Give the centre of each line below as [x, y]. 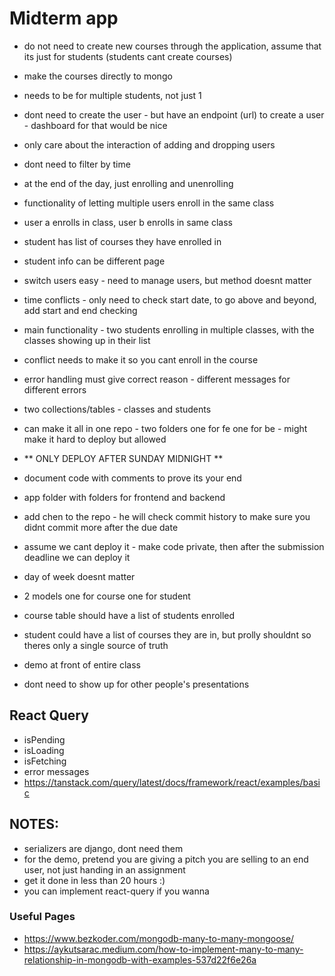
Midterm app [64, 18]
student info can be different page [94, 261]
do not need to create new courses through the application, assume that [172, 46]
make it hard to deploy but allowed [95, 439]
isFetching [45, 761]
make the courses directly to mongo [98, 76]
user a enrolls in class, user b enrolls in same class [128, 222]
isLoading [44, 750]
